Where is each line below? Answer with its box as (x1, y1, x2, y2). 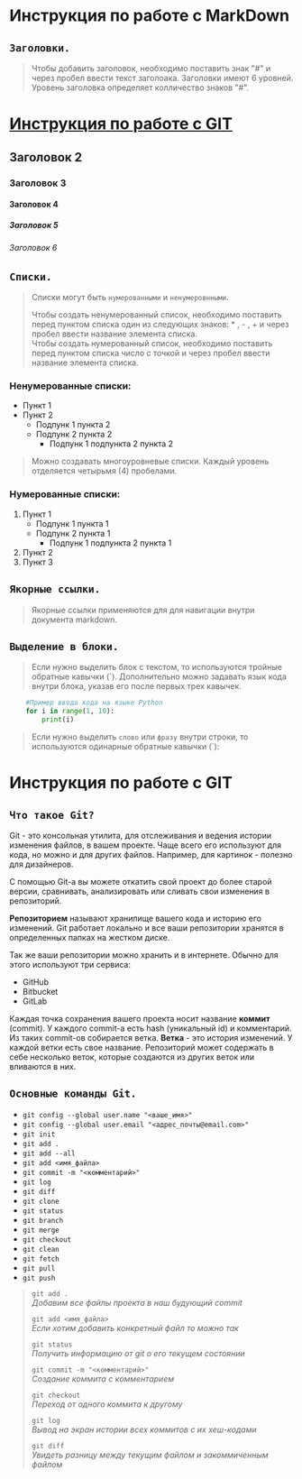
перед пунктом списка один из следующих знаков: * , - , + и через (31, 319, 289, 330)
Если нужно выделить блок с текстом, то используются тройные (31, 662, 282, 673)
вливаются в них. (9, 1061, 77, 1071)
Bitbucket (22, 986, 59, 997)
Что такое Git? (9, 808, 95, 822)
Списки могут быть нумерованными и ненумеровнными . (31, 292, 229, 303)
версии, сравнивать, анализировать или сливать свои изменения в (9, 886, 270, 896)
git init (22, 1129, 56, 1139)
